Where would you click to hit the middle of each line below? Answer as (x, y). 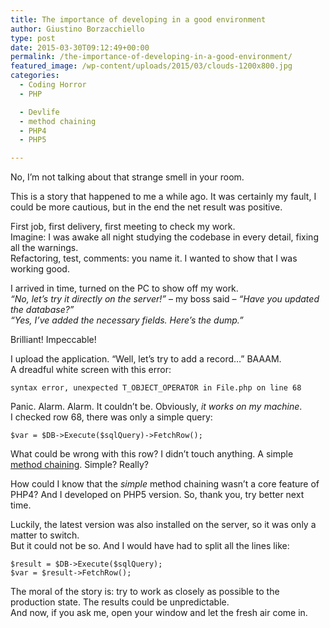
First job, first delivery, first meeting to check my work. (123, 227)
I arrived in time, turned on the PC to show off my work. (124, 288)
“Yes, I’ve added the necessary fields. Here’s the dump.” (127, 320)
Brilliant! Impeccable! (53, 340)
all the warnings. (44, 248)
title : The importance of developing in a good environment (138, 19)
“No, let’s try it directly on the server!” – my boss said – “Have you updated (165, 299)
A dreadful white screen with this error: (91, 370)
